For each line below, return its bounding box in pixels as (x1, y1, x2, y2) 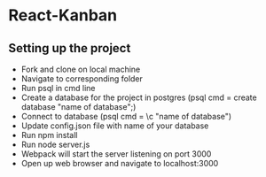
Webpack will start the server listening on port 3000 (20, 149, 212, 159)
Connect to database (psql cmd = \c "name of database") (20, 112, 232, 121)
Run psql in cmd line (20, 83, 96, 93)
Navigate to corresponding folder (20, 73, 144, 84)
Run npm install (20, 130, 78, 140)
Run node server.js (20, 139, 90, 150)
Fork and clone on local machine (20, 64, 141, 74)
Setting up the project (8, 41, 131, 56)
